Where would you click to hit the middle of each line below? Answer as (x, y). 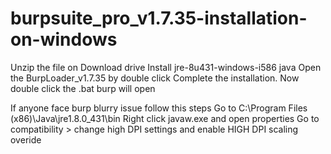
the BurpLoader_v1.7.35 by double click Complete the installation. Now (155, 78)
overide (26, 139)
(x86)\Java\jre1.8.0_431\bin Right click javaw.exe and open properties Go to (165, 118)
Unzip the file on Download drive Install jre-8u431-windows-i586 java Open (166, 67)
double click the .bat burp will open (83, 88)
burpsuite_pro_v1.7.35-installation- (159, 18)
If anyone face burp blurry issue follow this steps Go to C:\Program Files (159, 108)
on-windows (64, 39)
